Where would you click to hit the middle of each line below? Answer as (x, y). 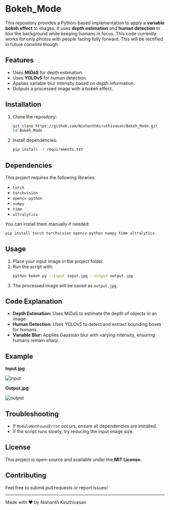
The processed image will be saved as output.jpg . (65, 285)
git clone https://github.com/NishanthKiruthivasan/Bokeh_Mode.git (85, 126)
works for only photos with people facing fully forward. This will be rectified (84, 39)
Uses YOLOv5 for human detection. (50, 78)
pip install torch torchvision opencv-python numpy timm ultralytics (80, 233)
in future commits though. (32, 44)
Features (19, 60)
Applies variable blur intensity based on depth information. (74, 83)
